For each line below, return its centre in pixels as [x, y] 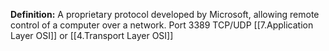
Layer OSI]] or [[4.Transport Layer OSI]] [92, 35]
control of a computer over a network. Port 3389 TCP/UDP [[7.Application [162, 25]
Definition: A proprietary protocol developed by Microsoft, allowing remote [165, 14]
